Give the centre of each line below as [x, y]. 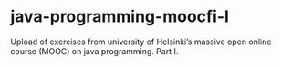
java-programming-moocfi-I [120, 17]
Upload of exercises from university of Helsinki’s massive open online [141, 42]
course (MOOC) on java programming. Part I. [94, 51]
